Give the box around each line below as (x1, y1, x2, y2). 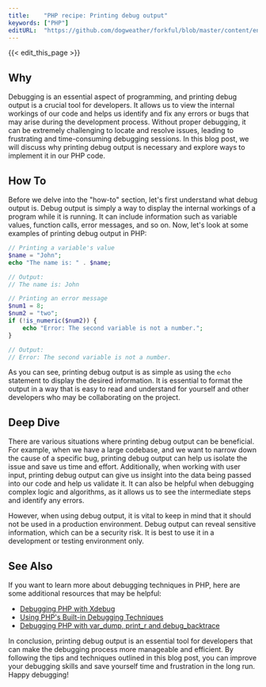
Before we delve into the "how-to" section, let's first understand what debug (8, 195, 258, 204)
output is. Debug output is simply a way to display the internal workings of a (8, 204, 256, 212)
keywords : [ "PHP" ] (8, 19, 69, 27)
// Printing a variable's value (8, 244, 115, 252)
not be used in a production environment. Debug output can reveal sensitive (8, 520, 256, 529)
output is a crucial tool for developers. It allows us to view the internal (8, 101, 235, 110)
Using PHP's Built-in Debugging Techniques (19, 613, 164, 622)
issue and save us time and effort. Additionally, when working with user (8, 462, 241, 471)
